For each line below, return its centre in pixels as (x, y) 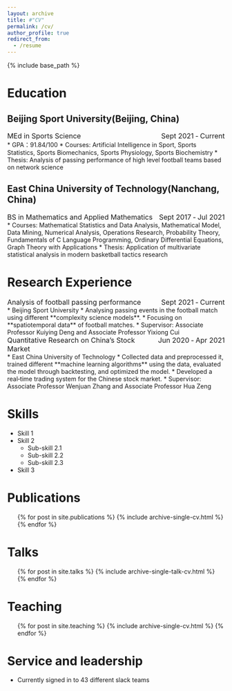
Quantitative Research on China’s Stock (71, 340)
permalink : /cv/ (30, 26)
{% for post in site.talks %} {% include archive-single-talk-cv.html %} (116, 571)
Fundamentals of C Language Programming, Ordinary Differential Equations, (115, 240)
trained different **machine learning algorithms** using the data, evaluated (114, 364)
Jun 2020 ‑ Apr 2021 (191, 340)
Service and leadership (75, 661)
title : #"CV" (26, 20)
